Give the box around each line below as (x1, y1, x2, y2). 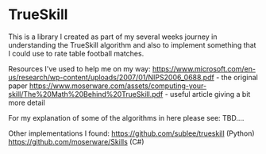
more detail (8, 98, 45, 107)
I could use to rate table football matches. (8, 48, 145, 58)
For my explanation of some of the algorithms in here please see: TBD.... (8, 113, 245, 122)
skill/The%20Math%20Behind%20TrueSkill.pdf (8, 89, 164, 98)
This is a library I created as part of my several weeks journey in (8, 32, 218, 41)
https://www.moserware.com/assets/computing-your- (29, 81, 207, 90)
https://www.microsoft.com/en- (152, 64, 256, 73)
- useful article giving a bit (164, 89, 251, 98)
